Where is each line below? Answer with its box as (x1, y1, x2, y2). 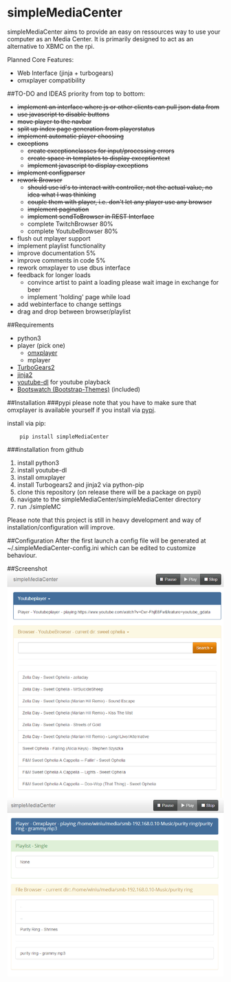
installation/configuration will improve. (7, 523, 115, 531)
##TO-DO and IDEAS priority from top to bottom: (7, 89, 146, 98)
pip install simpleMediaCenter (19, 433, 109, 440)
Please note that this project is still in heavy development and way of (7, 516, 201, 524)
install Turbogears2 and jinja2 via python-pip (16, 480, 144, 489)
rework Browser (16, 175, 63, 184)
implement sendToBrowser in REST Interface (27, 212, 155, 221)
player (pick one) (16, 341, 65, 349)
